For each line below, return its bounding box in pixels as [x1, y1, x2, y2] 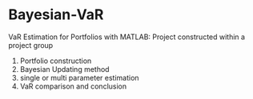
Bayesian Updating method [19, 64, 110, 73]
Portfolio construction [19, 56, 92, 65]
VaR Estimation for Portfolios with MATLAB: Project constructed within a [8, 32, 246, 42]
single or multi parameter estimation [19, 73, 139, 82]
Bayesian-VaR [8, 6, 104, 24]
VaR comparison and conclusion [19, 81, 127, 91]
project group [8, 40, 54, 49]
